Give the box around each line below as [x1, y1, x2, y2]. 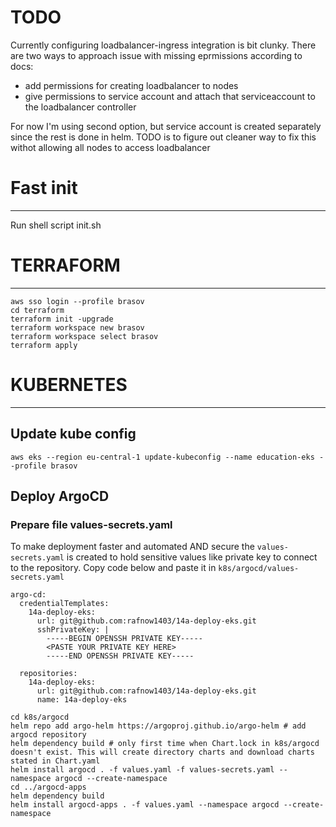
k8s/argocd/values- [218, 564, 300, 574]
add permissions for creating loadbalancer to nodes [24, 79, 239, 91]
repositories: [19, 669, 78, 679]
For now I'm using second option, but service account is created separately [10, 120, 322, 132]
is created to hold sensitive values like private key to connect [66, 551, 318, 563]
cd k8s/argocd [10, 712, 70, 723]
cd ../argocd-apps [10, 782, 87, 793]
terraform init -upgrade [10, 314, 114, 324]
